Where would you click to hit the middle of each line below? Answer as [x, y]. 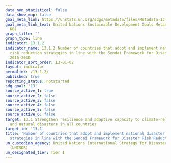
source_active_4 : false [31, 105]
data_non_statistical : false [36, 10]
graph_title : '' [22, 34]
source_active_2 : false [31, 96]
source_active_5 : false [31, 110]
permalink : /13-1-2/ [27, 72]
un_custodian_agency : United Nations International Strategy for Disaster [86, 143]
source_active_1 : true [29, 91]
